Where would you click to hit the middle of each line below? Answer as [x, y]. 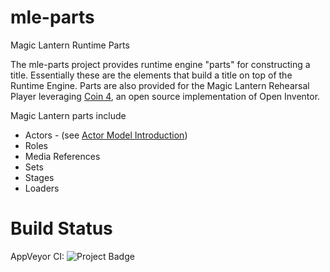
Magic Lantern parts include [68, 115]
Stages [39, 177]
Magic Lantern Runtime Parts [70, 45]
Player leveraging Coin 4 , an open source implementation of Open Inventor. [165, 96]
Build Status [61, 228]
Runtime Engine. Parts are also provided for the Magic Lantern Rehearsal [160, 85]
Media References [62, 156]
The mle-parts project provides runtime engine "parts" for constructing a [160, 64]
